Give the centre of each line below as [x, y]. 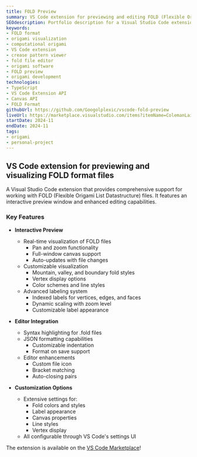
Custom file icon [52, 364]
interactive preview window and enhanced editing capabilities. [81, 202]
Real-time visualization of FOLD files [67, 241]
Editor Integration [36, 321]
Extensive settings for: [50, 399]
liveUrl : [17, 115]
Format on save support [61, 351]
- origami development [34, 77]
